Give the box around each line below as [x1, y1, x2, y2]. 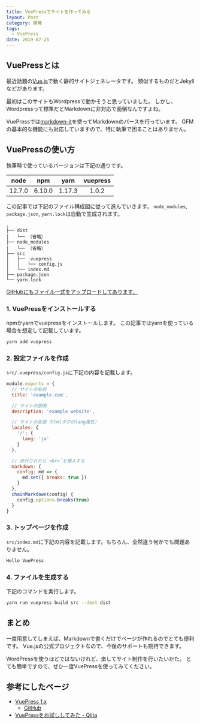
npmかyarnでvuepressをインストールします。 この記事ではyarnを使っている [6, 319, 194, 326]
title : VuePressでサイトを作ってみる [6, 8, 91, 15]
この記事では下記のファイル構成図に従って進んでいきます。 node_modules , [6, 202, 187, 210]
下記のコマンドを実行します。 [6, 587, 80, 594]
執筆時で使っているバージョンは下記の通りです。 [6, 161, 126, 169]
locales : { [11, 425, 39, 431]
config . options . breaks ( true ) [17, 497, 90, 503]
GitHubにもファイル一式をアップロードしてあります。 [6, 288, 138, 295]
